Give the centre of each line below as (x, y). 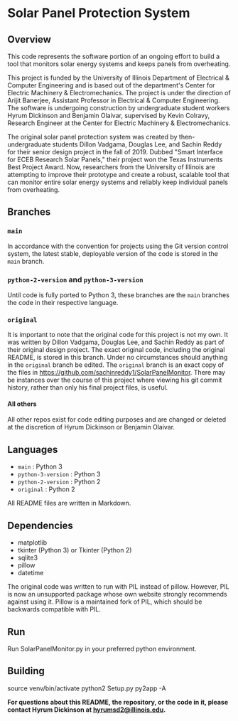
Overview (29, 39)
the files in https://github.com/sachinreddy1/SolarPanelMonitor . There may (117, 373)
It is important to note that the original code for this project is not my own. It (118, 335)
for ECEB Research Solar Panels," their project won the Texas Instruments (115, 159)
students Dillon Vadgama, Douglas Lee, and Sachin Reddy (137, 144)
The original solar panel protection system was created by (92, 137)
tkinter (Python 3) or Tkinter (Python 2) (75, 550)
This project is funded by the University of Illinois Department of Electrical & (118, 78)
